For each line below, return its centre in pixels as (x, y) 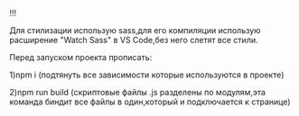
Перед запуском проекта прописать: (81, 57)
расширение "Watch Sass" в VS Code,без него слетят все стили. (134, 40)
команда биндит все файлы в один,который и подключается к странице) (150, 102)
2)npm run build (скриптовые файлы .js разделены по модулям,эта (138, 92)
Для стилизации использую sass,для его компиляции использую (135, 30)
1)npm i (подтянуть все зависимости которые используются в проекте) (147, 75)
